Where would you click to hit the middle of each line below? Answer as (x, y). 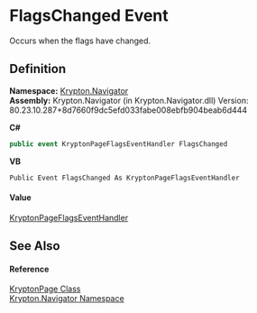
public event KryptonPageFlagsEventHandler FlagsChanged (119, 144)
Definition (37, 69)
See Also (35, 246)
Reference (29, 269)
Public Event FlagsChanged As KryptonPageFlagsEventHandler (125, 178)
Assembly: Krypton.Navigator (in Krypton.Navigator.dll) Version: (129, 100)
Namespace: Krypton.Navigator (69, 90)
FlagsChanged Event (89, 16)
